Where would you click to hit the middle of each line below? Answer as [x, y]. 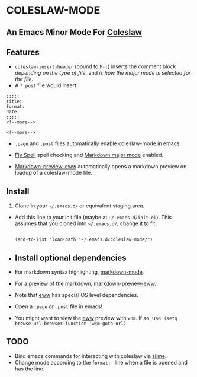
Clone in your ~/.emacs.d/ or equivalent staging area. [80, 206]
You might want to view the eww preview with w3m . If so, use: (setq [96, 318]
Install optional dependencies [70, 258]
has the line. [30, 369]
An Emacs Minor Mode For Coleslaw [74, 32]
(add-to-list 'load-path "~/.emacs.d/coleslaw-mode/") [84, 240]
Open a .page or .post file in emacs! [58, 306]
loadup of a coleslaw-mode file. [54, 173]
